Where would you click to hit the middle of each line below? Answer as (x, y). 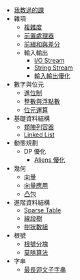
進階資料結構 (31, 202)
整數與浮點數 (42, 101)
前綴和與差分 (42, 44)
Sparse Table (42, 210)
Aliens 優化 (50, 160)
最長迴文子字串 (45, 269)
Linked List (39, 135)
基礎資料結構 (31, 118)
